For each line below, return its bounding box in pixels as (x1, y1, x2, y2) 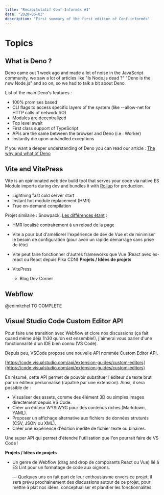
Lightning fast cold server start (12, 192, 75, 199)
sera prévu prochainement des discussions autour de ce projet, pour (12, 479, 151, 485)
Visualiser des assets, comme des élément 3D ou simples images (12, 394, 144, 400)
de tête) (12, 242, 28, 248)
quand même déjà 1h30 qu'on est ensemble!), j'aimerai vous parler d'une (5, 335, 153, 341)
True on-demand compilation (12, 203, 71, 209)
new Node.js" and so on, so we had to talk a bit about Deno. (5, 80, 126, 86)
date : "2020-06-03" (5, 12, 45, 17)
